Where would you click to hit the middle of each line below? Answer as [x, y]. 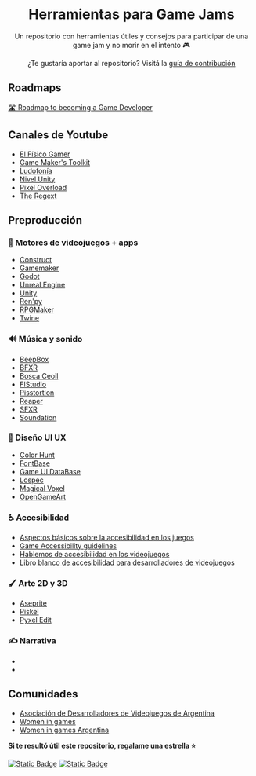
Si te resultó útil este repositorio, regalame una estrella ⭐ [102, 745]
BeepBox [34, 359]
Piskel [29, 612]
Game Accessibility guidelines [68, 546]
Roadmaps [35, 88]
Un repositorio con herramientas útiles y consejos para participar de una [132, 36]
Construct [36, 260]
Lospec [32, 480]
